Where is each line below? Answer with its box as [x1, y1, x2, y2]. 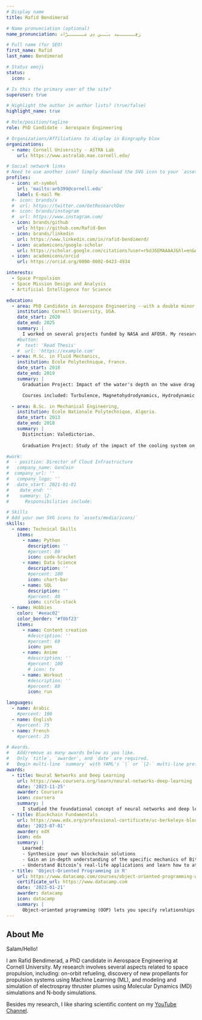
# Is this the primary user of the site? [6, 86, 112, 92]
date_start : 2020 [17, 314, 61, 320]
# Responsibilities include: [6, 499, 93, 505]
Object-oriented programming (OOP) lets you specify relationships [22, 907, 195, 913]
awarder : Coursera [17, 789, 63, 795]
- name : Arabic [11, 706, 50, 712]
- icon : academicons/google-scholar [11, 242, 103, 248]
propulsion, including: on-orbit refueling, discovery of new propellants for [6, 970, 188, 977]
